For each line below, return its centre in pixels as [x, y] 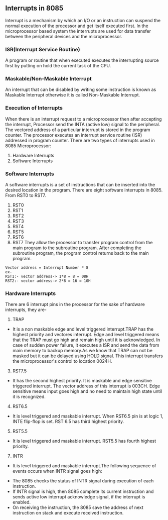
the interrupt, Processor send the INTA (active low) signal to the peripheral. [83, 124]
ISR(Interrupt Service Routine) [43, 49]
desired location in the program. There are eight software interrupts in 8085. [84, 190]
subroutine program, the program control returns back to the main [80, 253]
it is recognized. [29, 397]
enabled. [22, 502]
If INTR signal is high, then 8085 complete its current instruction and [83, 491]
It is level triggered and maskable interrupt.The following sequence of [84, 466]
